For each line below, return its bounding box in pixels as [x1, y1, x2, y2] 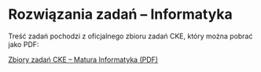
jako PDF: [8, 39, 39, 49]
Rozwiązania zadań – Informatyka [8, 5, 233, 23]
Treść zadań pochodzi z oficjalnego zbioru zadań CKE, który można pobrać [8, 31, 253, 41]
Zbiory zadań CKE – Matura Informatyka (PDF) [8, 55, 159, 64]
